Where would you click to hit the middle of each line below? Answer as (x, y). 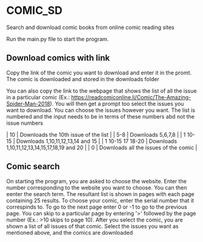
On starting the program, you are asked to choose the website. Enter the (96, 181)
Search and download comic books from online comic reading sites (90, 27)
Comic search (33, 167)
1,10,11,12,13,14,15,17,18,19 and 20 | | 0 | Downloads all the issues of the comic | (102, 147)
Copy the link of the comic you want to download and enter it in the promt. (99, 73)
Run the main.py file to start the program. (58, 39)
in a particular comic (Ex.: (38, 97)
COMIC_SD (34, 11)
